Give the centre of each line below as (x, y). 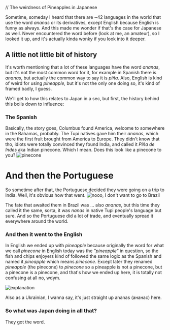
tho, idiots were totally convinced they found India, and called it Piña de (80, 144)
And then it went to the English (44, 234)
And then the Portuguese (60, 176)
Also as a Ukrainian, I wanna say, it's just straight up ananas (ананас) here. (83, 297)
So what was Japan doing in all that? (51, 311)
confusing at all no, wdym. (33, 278)
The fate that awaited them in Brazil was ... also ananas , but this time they (82, 205)
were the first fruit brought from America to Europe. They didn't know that (82, 139)
